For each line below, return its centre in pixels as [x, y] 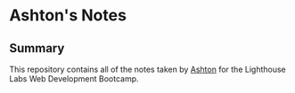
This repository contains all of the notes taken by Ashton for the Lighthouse [148, 69]
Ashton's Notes [68, 15]
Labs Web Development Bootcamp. [74, 79]
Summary [37, 48]
